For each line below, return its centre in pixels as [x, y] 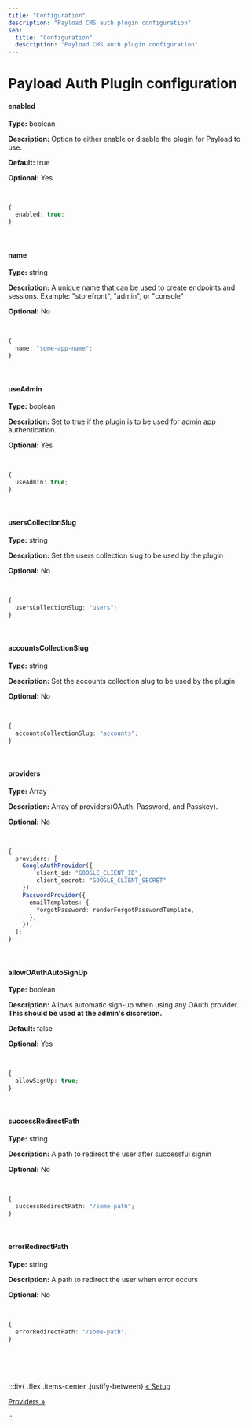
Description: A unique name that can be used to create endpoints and [122, 287]
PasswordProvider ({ [54, 895]
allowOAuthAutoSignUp [48, 972]
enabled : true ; [40, 215]
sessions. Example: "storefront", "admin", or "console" [96, 296]
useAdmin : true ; [42, 482]
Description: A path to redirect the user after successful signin [110, 1154]
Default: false [31, 1029]
